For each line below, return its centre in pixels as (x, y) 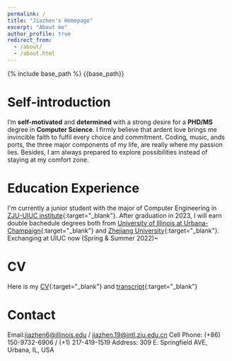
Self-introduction (59, 102)
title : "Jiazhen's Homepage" (50, 21)
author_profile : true (39, 34)
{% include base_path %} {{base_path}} (66, 73)
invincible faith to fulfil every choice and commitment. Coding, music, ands (116, 137)
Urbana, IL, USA (31, 350)
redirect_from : (30, 40)
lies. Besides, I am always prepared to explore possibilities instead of (108, 152)
